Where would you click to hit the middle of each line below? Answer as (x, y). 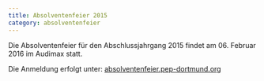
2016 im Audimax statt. (45, 53)
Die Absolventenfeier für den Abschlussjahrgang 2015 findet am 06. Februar (132, 45)
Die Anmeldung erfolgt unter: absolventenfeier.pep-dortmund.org (115, 68)
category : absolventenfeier (55, 23)
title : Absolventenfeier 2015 (58, 15)
